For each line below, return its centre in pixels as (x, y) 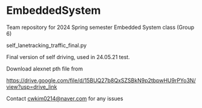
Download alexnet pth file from (45, 68)
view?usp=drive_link (32, 87)
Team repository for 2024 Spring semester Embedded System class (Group (100, 27)
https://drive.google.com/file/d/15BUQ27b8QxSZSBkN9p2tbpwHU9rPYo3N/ (101, 80)
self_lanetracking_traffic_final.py (47, 45)
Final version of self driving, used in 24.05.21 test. (68, 57)
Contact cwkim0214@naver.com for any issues (65, 98)
